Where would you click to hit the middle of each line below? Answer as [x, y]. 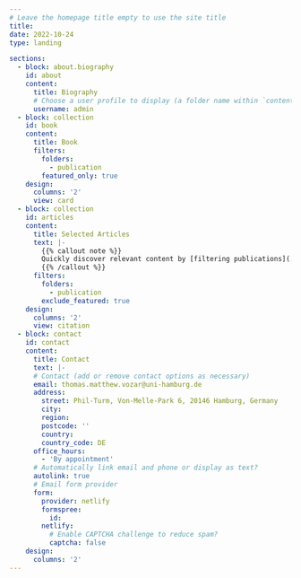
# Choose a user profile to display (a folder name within [145, 101]
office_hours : [60, 451]
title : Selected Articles [81, 234]
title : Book [55, 143]
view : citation [61, 326]
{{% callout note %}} [82, 251]
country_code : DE [73, 442]
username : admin [63, 109]
